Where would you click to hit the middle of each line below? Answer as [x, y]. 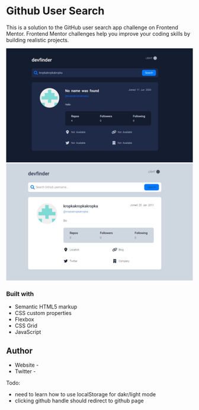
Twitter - [25, 371]
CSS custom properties [43, 313]
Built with [20, 294]
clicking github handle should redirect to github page [79, 401]
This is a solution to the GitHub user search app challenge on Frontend [92, 27]
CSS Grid [26, 326]
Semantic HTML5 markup [46, 307]
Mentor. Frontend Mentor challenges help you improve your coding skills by [98, 33]
